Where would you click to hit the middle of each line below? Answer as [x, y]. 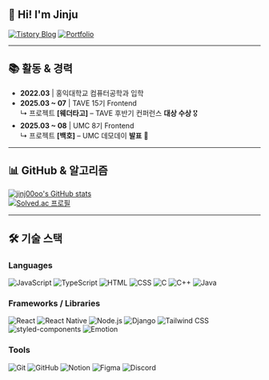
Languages [31, 265]
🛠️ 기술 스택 [35, 238]
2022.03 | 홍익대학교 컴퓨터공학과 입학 [82, 93]
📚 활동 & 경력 [41, 69]
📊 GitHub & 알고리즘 [58, 171]
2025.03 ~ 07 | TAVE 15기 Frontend [78, 103]
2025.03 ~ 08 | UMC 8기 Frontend [77, 126]
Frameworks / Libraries [54, 303]
